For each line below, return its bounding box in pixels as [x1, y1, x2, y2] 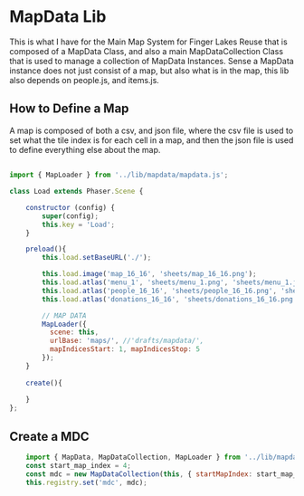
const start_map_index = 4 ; [25, 461, 131, 470]
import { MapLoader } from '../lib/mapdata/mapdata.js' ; [9, 170, 229, 180]
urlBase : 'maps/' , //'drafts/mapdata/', [49, 337, 204, 346]
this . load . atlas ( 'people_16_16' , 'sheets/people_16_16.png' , [42, 286, 278, 295]
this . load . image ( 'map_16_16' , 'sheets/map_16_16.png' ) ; [42, 270, 257, 279]
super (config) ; [42, 211, 100, 221]
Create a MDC [9, 428, 90, 444]
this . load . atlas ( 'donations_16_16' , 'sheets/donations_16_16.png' [42, 294, 298, 304]
